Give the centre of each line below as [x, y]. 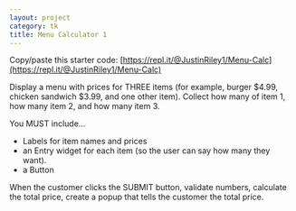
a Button [38, 170]
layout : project [40, 18]
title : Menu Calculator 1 [58, 34]
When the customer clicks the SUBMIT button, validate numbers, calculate [148, 188]
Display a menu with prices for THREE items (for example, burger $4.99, [144, 87]
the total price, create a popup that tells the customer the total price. [137, 197]
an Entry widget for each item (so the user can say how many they [146, 151]
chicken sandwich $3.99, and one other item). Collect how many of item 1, [148, 96]
